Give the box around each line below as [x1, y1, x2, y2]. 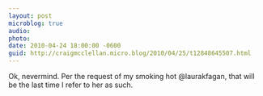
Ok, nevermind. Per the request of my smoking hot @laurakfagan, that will [8, 72, 255, 81]
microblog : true [8, 19, 63, 27]
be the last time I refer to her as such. [8, 80, 134, 90]
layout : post [8, 11, 53, 20]
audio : [8, 27, 31, 35]
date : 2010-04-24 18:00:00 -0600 [8, 42, 121, 50]
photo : [8, 34, 31, 43]
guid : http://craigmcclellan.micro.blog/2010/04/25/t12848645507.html [8, 49, 252, 57]
